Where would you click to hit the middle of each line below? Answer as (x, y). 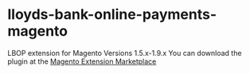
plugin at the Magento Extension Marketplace (82, 61)
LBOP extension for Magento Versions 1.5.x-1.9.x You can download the (125, 53)
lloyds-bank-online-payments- (112, 15)
